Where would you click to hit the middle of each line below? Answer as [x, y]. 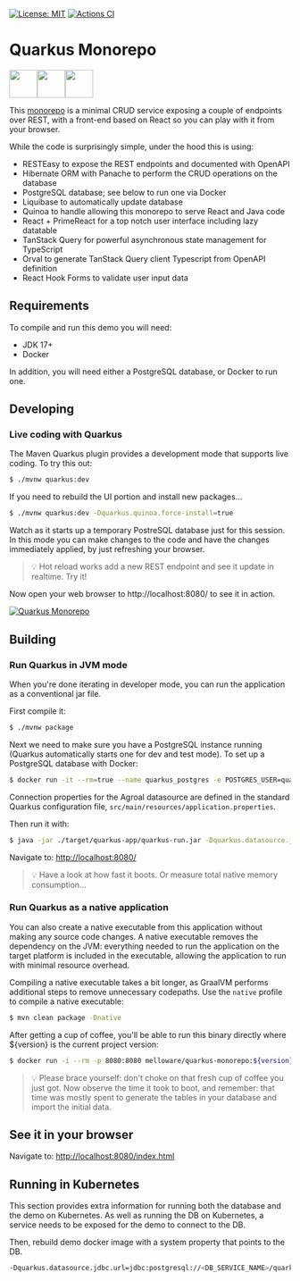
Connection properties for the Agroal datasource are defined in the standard [150, 797]
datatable [40, 230]
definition [40, 268]
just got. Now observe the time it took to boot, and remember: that [153, 1088]
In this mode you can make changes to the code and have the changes [139, 540]
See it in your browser [71, 1134]
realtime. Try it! [59, 577]
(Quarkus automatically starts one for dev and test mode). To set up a [137, 754]
